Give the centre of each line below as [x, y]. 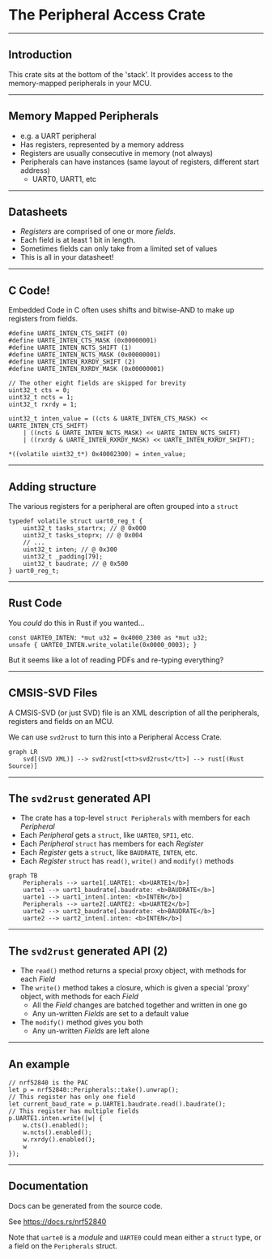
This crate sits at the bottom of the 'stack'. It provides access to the [121, 74]
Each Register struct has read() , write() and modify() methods [127, 861]
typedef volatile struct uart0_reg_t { [76, 521]
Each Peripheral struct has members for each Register [112, 844]
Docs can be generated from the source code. [86, 1205]
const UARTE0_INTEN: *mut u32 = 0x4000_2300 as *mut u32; [108, 638]
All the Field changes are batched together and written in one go [140, 1005]
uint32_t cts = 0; [39, 390]
